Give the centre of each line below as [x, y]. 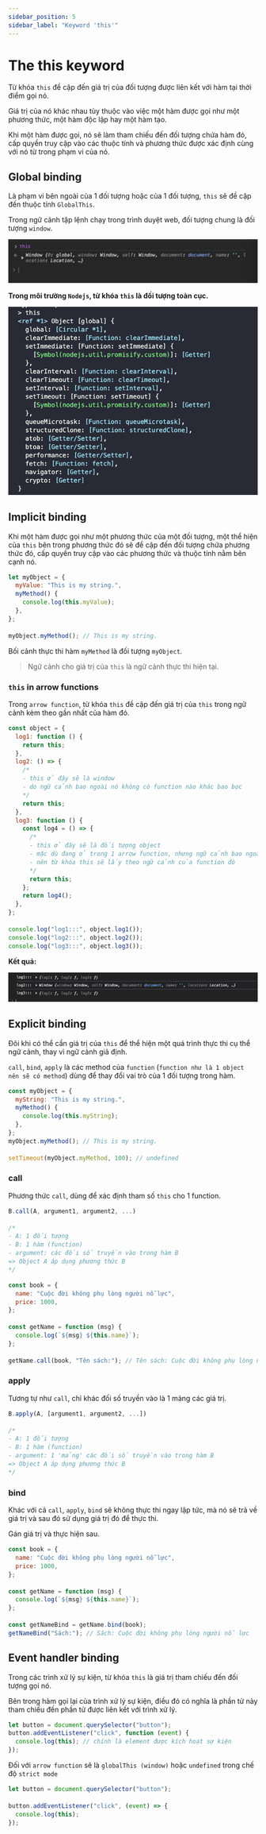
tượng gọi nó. [30, 1685]
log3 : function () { [49, 820]
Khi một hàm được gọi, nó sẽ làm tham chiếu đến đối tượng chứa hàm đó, [127, 135]
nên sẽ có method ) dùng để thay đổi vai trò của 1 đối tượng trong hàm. [122, 1075]
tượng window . [30, 228]
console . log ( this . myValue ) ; [68, 602]
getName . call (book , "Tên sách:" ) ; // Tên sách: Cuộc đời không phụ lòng [131, 1361]
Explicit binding [47, 1024]
